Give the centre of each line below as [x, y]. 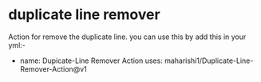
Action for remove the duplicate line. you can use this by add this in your [127, 37]
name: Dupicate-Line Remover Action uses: [91, 61]
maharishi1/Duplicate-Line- [209, 61]
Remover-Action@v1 [53, 68]
